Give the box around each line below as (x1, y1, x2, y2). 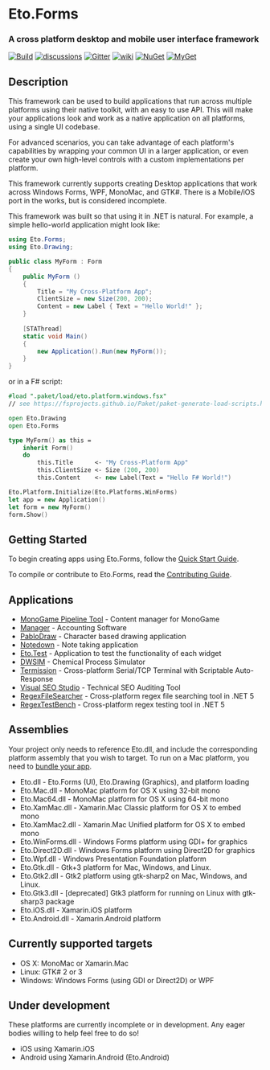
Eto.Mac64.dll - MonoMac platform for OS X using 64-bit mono (19, 793, 229, 804)
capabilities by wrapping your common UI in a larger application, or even (8, 146, 249, 156)
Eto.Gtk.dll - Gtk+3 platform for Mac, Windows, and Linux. (19, 862, 211, 872)
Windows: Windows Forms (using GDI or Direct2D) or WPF (19, 975, 215, 985)
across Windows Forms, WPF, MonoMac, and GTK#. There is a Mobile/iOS (8, 187, 256, 197)
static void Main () (22, 332, 88, 340)
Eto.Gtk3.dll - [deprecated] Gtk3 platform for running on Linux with (19, 888, 241, 897)
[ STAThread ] (22, 325, 63, 333)
